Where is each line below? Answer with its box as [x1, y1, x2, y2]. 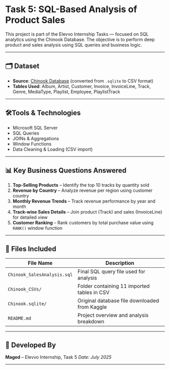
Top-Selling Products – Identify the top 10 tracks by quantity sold [12, 182, 149, 188]
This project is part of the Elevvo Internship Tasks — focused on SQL [5, 31, 149, 37]
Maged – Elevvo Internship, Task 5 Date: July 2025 [5, 354, 112, 360]
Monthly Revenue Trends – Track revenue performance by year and [12, 198, 156, 204]
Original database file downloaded [77, 297, 159, 304]
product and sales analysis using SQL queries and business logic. [5, 42, 142, 48]
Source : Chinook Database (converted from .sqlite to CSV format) [12, 77, 154, 84]
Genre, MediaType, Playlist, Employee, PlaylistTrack [12, 89, 120, 95]
